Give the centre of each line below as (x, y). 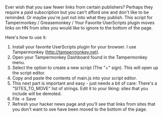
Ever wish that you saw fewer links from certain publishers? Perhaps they (79, 7)
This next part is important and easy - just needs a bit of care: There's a (85, 83)
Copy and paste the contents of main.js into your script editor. (74, 78)
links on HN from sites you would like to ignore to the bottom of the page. (79, 28)
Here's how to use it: (26, 37)
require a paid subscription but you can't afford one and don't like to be (77, 12)
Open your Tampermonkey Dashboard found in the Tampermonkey (80, 57)
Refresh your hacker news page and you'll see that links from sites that (84, 104)
